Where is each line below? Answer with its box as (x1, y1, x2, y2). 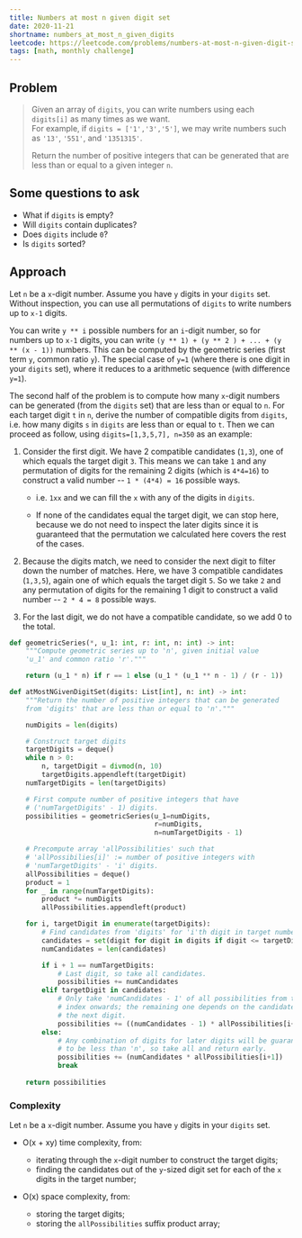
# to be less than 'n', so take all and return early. (57, 1044, 268, 1053)
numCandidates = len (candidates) (41, 944, 167, 953)
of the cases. (35, 538, 85, 549)
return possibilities (25, 1078, 106, 1087)
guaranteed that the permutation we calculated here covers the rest (35, 529, 287, 539)
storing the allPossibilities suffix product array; (35, 1218, 221, 1229)
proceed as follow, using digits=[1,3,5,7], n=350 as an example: (9, 429, 253, 439)
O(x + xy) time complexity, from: (22, 1137, 142, 1148)
